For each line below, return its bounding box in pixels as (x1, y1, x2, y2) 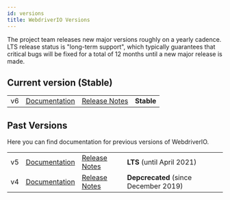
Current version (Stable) (7, 77, 113, 88)
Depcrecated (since (127, 173, 192, 182)
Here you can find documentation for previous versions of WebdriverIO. (7, 138, 209, 146)
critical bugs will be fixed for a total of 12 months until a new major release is (7, 49, 222, 58)
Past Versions (7, 119, 68, 131)
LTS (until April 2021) (127, 158, 197, 167)
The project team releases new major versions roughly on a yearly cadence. (7, 35, 222, 43)
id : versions (7, 10, 44, 17)
